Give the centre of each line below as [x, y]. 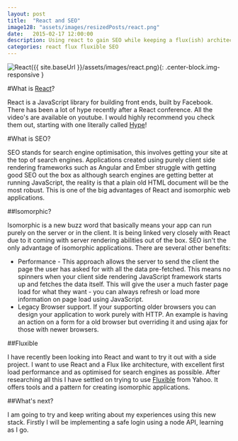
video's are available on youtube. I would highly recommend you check [111, 117]
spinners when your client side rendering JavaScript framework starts [119, 277]
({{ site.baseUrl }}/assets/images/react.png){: [97, 67]
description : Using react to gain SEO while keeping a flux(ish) [106, 40]
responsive [24, 75]
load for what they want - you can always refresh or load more [109, 292]
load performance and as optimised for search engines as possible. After [114, 372]
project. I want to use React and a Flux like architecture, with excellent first [116, 364]
